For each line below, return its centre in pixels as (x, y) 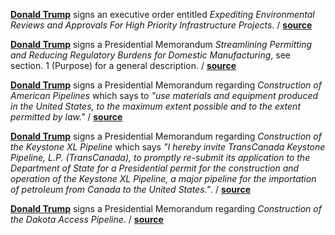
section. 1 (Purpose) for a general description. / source (123, 65)
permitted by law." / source (66, 117)
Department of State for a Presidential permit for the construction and (155, 168)
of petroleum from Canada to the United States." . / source (130, 189)
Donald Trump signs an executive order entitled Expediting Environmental (162, 14)
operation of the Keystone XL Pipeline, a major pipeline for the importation (163, 178)
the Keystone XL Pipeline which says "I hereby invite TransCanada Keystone (168, 147)
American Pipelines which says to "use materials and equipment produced (164, 95)
